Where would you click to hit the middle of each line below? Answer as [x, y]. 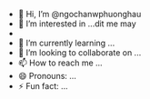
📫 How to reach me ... [60, 63]
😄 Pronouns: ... [47, 76]
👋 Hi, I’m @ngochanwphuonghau [80, 14]
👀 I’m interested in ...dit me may [77, 24]
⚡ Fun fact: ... [43, 86]
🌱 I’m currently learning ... [66, 43]
